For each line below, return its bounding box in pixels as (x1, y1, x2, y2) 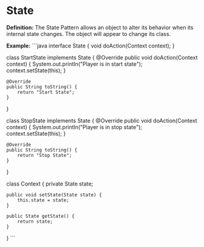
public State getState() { (6, 213, 75, 219)
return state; (17, 218, 53, 224)
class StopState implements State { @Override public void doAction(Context (6, 117, 198, 124)
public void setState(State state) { (6, 192, 102, 198)
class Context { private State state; (6, 180, 93, 187)
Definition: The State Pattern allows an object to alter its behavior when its (6, 24, 194, 31)
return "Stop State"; (17, 152, 72, 158)
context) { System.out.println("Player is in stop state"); (6, 123, 142, 131)
